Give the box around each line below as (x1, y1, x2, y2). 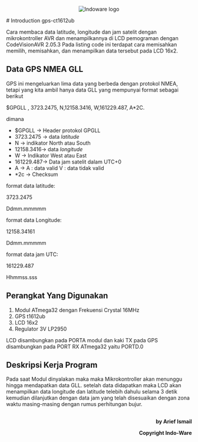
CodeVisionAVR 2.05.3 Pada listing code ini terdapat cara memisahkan (6, 41, 177, 48)
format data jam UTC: (6, 251, 58, 258)
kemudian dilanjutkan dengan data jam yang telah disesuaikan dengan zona (6, 394, 190, 401)
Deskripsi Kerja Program (6, 360, 98, 370)
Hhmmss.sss (6, 273, 38, 280)
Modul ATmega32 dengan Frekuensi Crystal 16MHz (14, 306, 140, 313)
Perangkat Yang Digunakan (6, 291, 108, 301)
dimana (6, 115, 25, 122)
